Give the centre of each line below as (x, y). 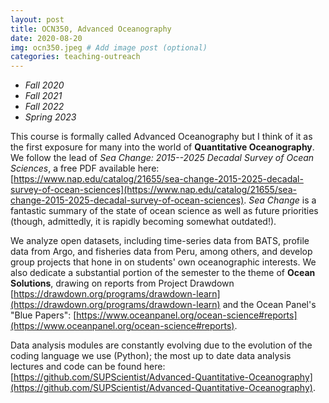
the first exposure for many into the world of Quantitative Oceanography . (162, 147)
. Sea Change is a (280, 200)
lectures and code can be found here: (88, 367)
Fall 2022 (44, 107)
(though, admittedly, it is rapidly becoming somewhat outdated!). (143, 222)
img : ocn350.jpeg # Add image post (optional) (109, 47)
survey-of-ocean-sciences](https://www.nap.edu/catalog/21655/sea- (153, 190)
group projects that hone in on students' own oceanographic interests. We (163, 262)
